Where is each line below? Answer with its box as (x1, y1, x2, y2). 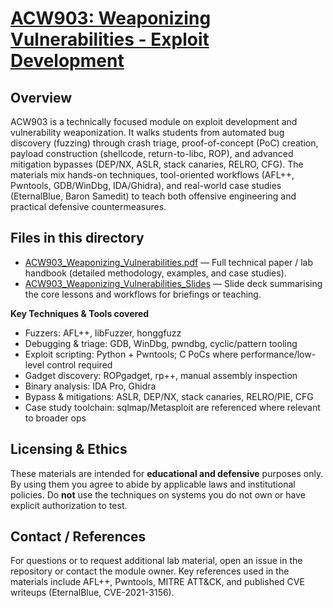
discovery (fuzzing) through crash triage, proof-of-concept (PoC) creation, (10, 137, 319, 149)
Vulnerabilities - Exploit (10, 28, 210, 51)
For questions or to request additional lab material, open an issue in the (10, 555, 303, 567)
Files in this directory (10, 230, 145, 247)
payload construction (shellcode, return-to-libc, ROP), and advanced (10, 148, 294, 159)
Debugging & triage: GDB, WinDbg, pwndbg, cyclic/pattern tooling (24, 337, 298, 349)
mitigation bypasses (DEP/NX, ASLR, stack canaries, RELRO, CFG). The (10, 158, 304, 170)
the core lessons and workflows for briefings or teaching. (24, 288, 262, 300)
